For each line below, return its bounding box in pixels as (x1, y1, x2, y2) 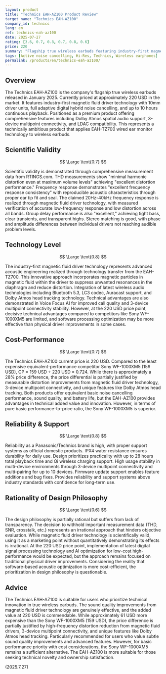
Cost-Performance (5, 336, 65, 344)
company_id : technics (5, 21, 50, 26)
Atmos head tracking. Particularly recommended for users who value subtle (5, 633, 159, 639)
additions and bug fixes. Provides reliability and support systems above (5, 474, 151, 480)
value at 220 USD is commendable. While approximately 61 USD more (5, 612, 147, 618)
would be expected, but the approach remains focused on (33, 553, 151, 559)
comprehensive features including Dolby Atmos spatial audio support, (5, 116, 147, 122)
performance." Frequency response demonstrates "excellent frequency (5, 184, 151, 190)
